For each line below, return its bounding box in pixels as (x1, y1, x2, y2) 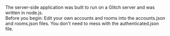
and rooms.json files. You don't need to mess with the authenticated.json (5, 20, 159, 26)
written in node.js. (5, 10, 44, 16)
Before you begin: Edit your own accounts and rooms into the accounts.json (5, 15, 165, 21)
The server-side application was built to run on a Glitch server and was (5, 5, 155, 10)
